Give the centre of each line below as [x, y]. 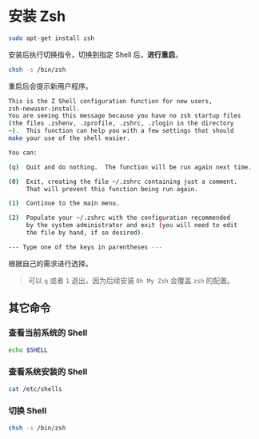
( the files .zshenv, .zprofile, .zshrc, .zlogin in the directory [121, 124]
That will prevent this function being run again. [112, 189]
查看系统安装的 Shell [48, 372]
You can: [23, 153]
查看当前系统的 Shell [48, 333]
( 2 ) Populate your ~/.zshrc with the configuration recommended [119, 218]
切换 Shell [28, 411]
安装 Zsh [37, 16]
